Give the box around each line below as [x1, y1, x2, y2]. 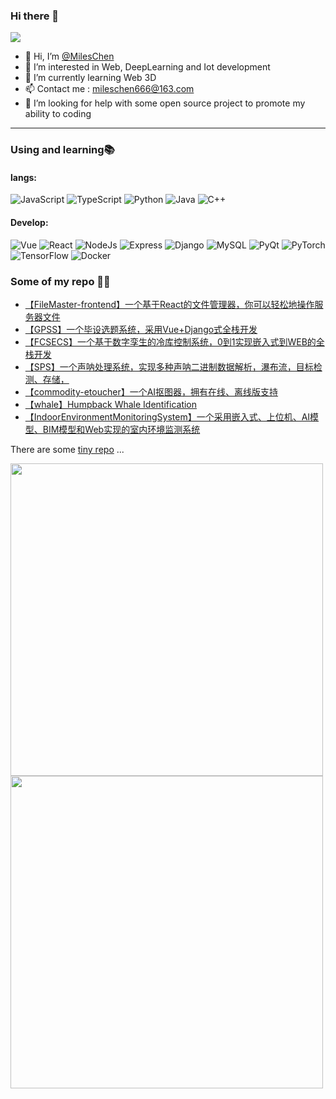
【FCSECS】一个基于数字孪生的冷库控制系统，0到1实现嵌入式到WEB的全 [24, 335, 325, 348]
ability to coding [24, 108, 92, 120]
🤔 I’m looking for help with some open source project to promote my [24, 97, 306, 109]
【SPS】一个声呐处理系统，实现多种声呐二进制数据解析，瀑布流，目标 [24, 360, 314, 373]
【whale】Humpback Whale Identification [24, 398, 198, 410]
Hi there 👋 [10, 9, 60, 23]
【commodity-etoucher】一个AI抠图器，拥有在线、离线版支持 [24, 385, 279, 398]
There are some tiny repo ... [10, 443, 125, 455]
